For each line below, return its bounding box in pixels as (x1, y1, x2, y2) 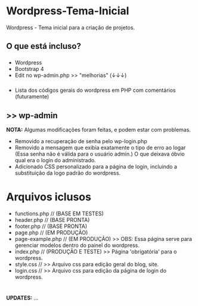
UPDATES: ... (6, 294, 39, 302)
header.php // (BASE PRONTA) (14, 216, 90, 223)
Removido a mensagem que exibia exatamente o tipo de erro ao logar (14, 144, 186, 151)
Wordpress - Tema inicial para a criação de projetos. (6, 24, 135, 31)
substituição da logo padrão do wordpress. (14, 169, 121, 177)
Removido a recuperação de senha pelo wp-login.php (14, 137, 147, 144)
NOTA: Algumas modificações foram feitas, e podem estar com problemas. (6, 126, 191, 133)
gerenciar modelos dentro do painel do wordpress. (14, 242, 140, 249)
